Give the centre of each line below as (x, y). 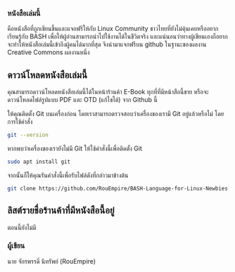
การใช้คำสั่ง (20, 122)
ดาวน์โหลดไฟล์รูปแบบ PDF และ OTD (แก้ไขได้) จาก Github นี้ (83, 100)
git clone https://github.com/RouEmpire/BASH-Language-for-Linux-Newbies (118, 188)
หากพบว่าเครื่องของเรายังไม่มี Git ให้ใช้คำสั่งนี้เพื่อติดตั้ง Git (75, 148)
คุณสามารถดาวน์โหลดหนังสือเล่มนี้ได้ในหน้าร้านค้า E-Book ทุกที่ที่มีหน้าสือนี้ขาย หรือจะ (108, 92)
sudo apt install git (39, 162)
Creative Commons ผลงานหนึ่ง (49, 52)
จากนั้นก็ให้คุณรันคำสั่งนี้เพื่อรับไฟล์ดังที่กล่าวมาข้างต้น (68, 175)
